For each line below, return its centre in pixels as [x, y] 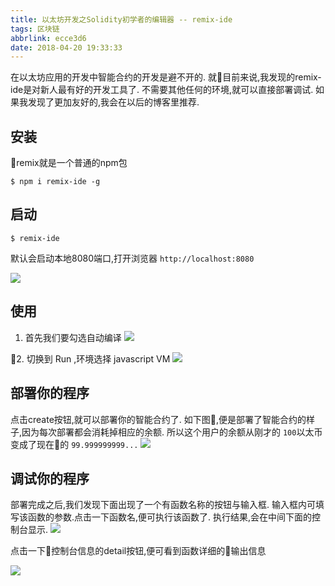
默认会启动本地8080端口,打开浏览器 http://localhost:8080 [132, 258]
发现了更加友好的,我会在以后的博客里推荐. [113, 102]
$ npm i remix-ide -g [55, 182]
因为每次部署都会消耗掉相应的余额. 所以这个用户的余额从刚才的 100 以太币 [172, 432]
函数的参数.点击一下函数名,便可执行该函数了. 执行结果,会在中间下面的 [170, 517]
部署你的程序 [50, 393]
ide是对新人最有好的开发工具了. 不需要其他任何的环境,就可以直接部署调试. [162, 90]
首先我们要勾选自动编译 [73, 337]
